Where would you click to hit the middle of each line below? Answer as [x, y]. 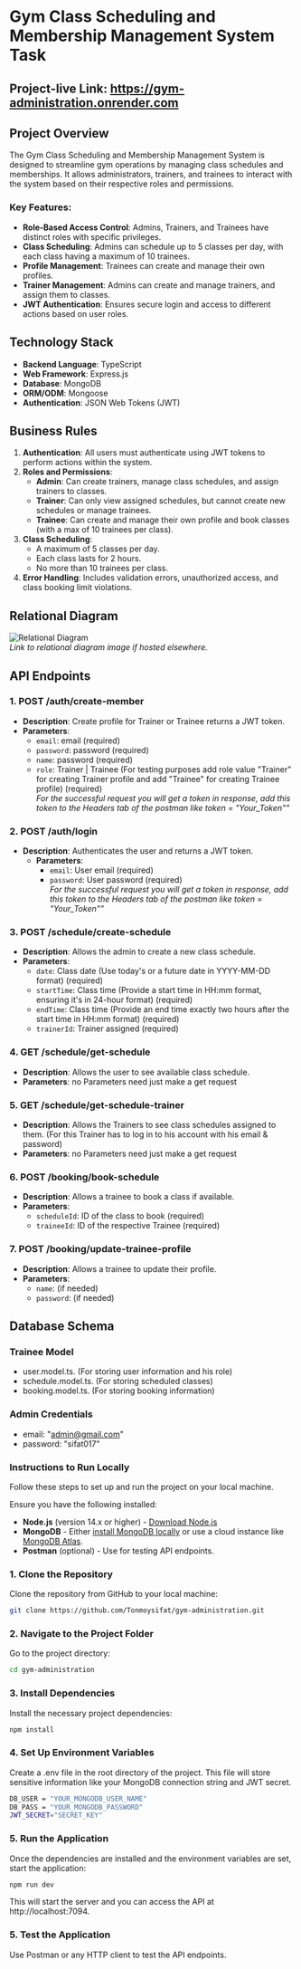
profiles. [38, 275]
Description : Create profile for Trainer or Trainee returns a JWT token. [154, 721]
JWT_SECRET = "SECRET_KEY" [56, 1816]
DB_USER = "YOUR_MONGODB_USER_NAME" [78, 1799]
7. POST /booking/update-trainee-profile [100, 1249]
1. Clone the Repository [61, 1574]
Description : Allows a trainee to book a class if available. [128, 1197]
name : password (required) [85, 760]
